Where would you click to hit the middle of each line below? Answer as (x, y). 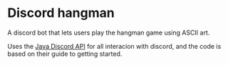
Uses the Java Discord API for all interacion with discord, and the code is (114, 46)
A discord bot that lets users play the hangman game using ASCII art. (109, 32)
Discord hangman (61, 13)
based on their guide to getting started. (65, 54)
